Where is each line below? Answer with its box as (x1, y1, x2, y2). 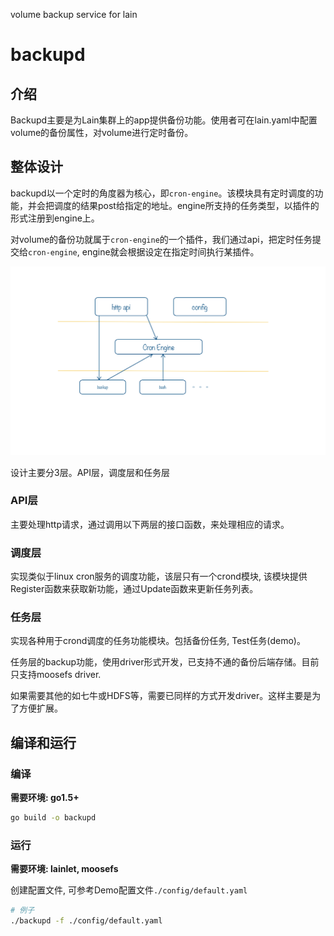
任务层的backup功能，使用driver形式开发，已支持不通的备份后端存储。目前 (10, 656, 320, 668)
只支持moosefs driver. (10, 669, 102, 681)
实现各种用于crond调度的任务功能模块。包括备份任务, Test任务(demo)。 (10, 635, 306, 647)
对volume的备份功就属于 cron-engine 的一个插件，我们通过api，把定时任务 (10, 233, 313, 245)
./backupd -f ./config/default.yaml (10, 916, 163, 926)
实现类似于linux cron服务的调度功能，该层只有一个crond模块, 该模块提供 (10, 570, 308, 583)
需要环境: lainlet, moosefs (10, 863, 119, 875)
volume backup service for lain (10, 9, 138, 20)
